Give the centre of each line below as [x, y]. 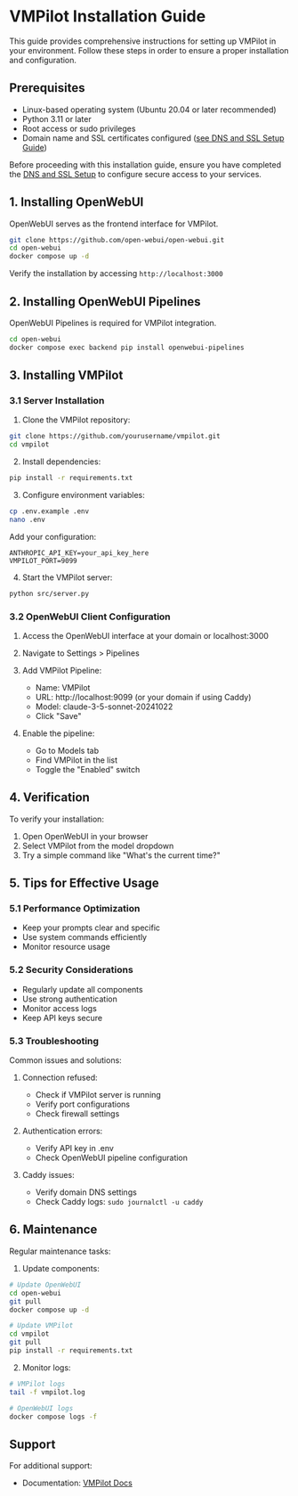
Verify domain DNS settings [86, 1192]
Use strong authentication [69, 999]
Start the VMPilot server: [67, 577]
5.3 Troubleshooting [54, 1041]
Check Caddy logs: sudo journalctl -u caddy [119, 1202]
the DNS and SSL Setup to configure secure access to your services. [136, 174]
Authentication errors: [62, 1131]
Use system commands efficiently [85, 937]
